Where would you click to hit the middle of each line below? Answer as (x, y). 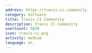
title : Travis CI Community (35, 19)
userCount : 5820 (22, 29)
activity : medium (24, 38)
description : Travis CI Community (42, 24)
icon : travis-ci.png (27, 33)
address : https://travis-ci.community (46, 10)
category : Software (26, 15)
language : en (19, 43)
